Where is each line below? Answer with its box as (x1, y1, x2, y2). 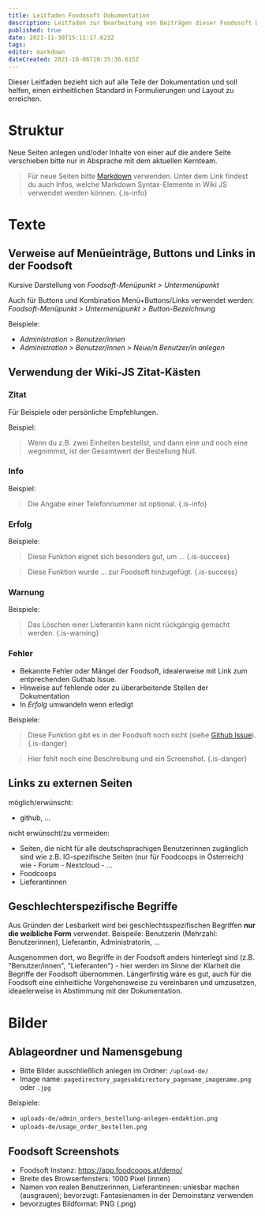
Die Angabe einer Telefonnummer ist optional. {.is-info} (27, 498, 207, 509)
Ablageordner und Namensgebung (8, 1045, 183, 1058)
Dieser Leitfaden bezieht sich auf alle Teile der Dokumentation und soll (8, 76, 238, 87)
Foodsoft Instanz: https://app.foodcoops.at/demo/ (19, 1166, 183, 1175)
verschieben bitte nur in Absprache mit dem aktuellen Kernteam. (8, 155, 218, 166)
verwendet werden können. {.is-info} (27, 188, 147, 197)
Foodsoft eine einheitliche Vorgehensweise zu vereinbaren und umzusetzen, (8, 978, 257, 987)
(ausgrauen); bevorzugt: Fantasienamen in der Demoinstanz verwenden (19, 1191, 254, 1200)
